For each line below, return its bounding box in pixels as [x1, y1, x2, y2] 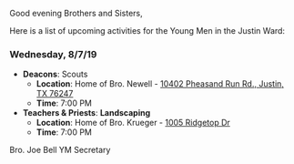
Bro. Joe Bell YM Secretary [9, 145, 111, 156]
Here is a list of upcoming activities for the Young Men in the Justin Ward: [9, 26, 285, 36]
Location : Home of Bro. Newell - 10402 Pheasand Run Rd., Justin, [35, 78, 285, 89]
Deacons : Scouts [22, 68, 88, 80]
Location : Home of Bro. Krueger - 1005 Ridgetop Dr [35, 118, 230, 128]
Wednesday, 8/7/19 [9, 47, 97, 60]
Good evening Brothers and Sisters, [9, 8, 143, 18]
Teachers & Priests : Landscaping [22, 108, 151, 118]
